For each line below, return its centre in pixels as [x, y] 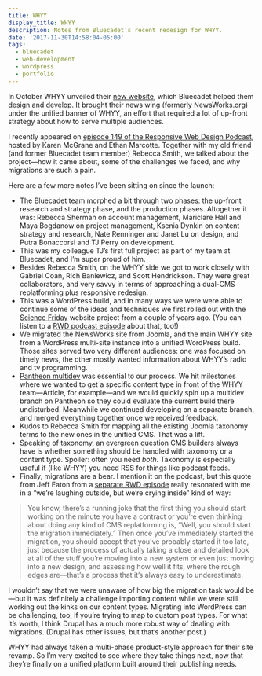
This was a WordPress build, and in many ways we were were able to [131, 300]
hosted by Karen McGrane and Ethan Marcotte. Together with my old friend [130, 145]
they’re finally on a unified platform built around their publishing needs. [122, 663]
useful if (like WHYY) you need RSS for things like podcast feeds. [125, 468]
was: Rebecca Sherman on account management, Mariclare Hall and [130, 217]
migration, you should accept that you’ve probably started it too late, [138, 541]
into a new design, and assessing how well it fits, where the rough [134, 566]
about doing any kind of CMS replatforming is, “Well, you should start [139, 524]
